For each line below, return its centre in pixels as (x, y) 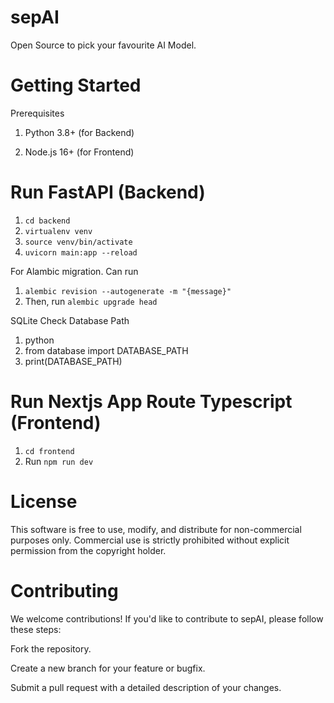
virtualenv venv (58, 231)
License (44, 501)
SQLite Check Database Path (70, 320)
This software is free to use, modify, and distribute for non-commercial (156, 529)
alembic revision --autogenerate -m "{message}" (128, 291)
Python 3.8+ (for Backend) (79, 132)
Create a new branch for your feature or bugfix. (108, 668)
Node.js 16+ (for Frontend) (79, 152)
